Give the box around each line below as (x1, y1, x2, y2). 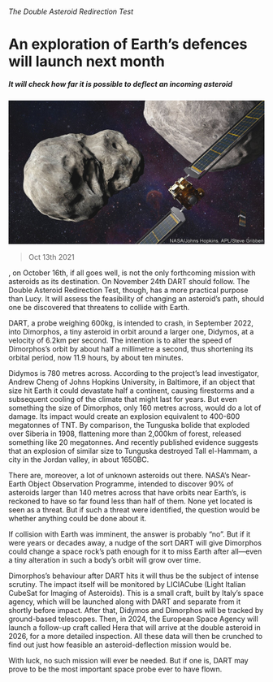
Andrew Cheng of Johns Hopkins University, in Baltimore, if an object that (8, 378, 256, 387)
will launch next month (8, 52, 165, 71)
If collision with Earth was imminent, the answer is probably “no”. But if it (8, 529, 251, 539)
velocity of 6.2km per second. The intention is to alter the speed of (8, 335, 232, 345)
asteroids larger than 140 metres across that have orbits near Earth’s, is (8, 488, 246, 498)
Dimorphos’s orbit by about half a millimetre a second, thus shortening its (8, 344, 253, 354)
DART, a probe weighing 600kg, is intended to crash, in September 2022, (8, 318, 254, 328)
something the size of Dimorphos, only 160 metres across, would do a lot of (8, 403, 262, 413)
